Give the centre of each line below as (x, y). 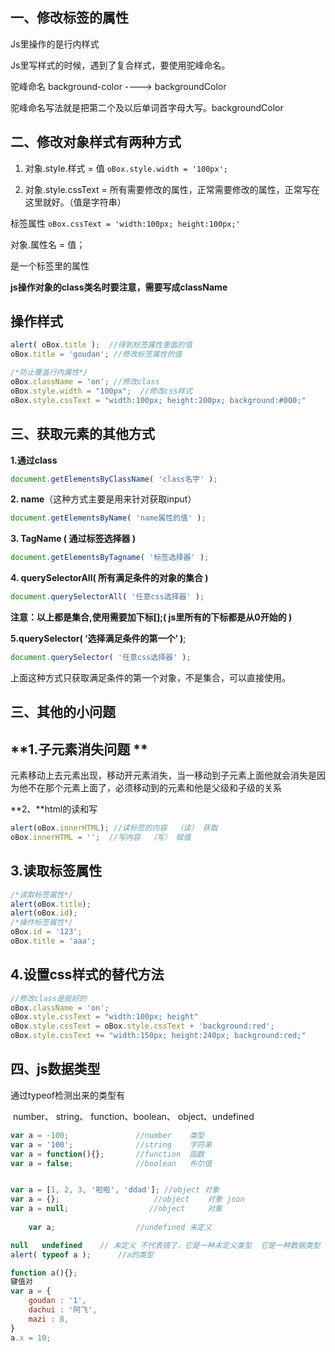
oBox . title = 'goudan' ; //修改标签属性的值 (96, 354)
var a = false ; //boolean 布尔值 (111, 1163)
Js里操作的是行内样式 (55, 44)
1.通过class (34, 460)
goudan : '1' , (57, 1301)
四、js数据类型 (55, 1069)
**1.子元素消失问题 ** (79, 749)
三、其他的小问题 (63, 712)
